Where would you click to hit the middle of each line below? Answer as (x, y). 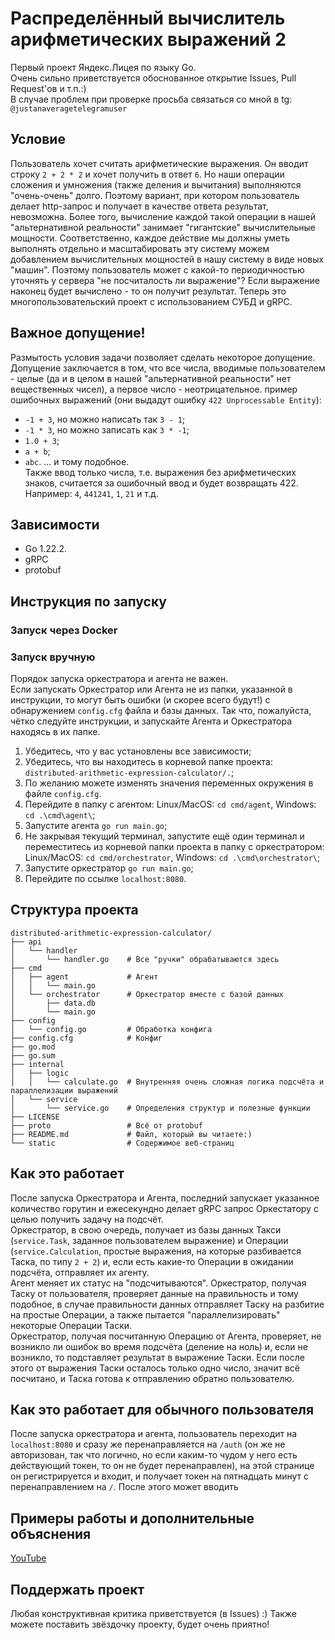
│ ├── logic (40, 1073)
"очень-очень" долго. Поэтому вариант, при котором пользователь (155, 195)
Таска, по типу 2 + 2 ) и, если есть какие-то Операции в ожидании (152, 1261)
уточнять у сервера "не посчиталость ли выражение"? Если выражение (165, 280)
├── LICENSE (35, 1117)
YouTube (28, 1558)
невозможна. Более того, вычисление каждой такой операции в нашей (163, 216)
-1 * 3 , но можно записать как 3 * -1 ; (107, 429)
